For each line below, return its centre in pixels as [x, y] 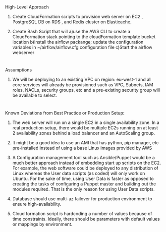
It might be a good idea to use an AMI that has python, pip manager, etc [85, 142]
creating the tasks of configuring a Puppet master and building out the [84, 184]
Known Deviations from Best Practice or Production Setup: [65, 113]
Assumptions [19, 70]
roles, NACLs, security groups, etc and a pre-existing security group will [86, 90]
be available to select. [34, 95]
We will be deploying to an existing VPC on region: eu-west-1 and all [82, 80]
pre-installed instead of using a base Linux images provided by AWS [82, 148]
